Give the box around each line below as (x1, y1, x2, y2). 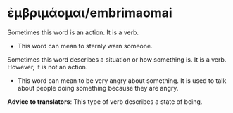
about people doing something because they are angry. (17, 84, 179, 92)
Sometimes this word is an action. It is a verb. (7, 28, 139, 36)
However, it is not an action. (7, 62, 88, 71)
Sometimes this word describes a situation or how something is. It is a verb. (7, 55, 227, 64)
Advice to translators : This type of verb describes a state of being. (7, 97, 203, 106)
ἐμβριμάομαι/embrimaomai (7, 5, 172, 21)
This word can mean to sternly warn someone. (17, 41, 153, 50)
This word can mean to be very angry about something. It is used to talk (17, 76, 227, 85)
